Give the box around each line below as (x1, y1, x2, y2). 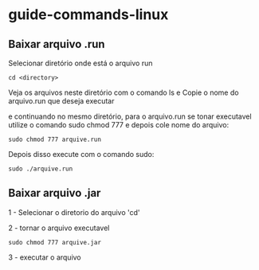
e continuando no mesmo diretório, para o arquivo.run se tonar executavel (8, 112, 253, 121)
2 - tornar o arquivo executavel (8, 223, 110, 233)
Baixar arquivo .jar (8, 186, 101, 200)
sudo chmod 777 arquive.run (8, 135, 102, 143)
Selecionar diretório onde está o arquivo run (8, 58, 153, 68)
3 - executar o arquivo (8, 252, 81, 262)
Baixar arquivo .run (8, 37, 105, 51)
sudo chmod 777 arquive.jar (8, 238, 102, 246)
